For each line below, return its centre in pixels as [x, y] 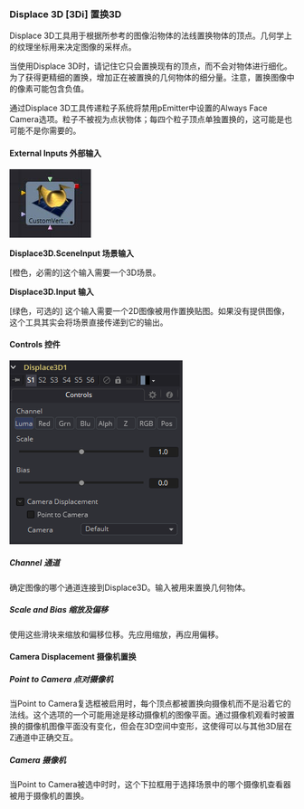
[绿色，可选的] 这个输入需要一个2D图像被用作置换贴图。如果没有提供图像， [149, 310]
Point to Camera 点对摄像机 [62, 679]
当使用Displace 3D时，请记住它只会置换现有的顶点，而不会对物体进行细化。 [151, 66]
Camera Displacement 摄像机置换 [73, 657]
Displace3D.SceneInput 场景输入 [71, 253]
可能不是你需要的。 [45, 131]
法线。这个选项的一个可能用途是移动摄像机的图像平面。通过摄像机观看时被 [148, 715]
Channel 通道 [35, 563]
